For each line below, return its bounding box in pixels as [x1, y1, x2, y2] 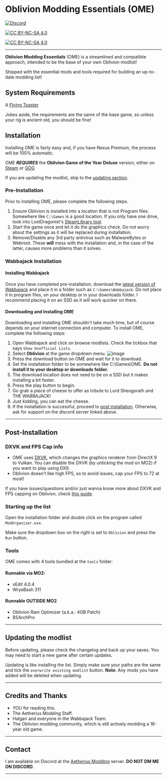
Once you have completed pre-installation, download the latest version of [5, 281, 156, 287]
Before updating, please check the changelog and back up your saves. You [5, 647, 159, 653]
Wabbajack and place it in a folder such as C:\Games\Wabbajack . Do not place [5, 286, 162, 292]
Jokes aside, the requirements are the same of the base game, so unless [5, 111, 154, 117]
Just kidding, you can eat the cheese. [12, 398, 89, 404]
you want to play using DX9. [12, 465, 70, 471]
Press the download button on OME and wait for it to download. [12, 356, 143, 362]
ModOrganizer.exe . [5, 520, 42, 526]
